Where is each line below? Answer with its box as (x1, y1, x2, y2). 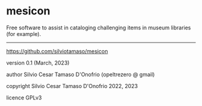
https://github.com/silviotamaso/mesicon (6, 47, 108, 54)
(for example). (6, 30, 41, 37)
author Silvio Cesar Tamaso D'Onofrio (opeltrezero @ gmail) (6, 71, 155, 78)
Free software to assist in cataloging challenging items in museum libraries (6, 24, 191, 31)
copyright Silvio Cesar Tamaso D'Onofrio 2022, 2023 (6, 82, 138, 89)
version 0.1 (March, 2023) (6, 59, 70, 66)
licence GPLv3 (6, 94, 42, 101)
